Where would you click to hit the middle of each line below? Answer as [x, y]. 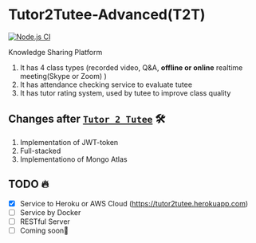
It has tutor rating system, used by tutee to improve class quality [125, 92]
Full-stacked [40, 151]
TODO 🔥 [29, 184]
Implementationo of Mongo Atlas [73, 159]
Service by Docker [50, 212]
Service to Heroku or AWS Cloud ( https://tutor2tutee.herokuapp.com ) [134, 203]
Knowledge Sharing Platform [55, 52]
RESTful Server [45, 221]
